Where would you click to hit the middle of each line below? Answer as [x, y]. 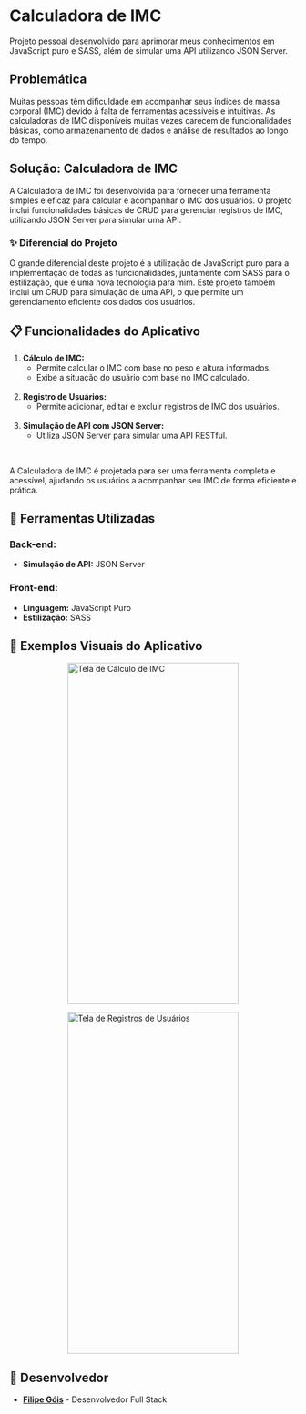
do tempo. [29, 140]
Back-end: [33, 544]
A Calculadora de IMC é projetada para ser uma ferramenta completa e [143, 471]
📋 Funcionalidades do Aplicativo [105, 332]
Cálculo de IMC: [53, 358]
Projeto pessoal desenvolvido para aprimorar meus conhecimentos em [142, 41]
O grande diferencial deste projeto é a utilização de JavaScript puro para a [149, 263]
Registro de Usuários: [65, 396]
